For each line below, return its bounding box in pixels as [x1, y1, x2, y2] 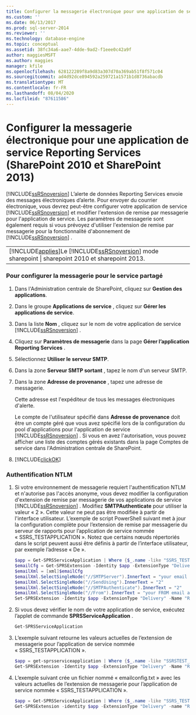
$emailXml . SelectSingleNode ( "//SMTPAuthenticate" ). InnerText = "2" [14, 584, 183, 591]
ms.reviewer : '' [6, 30, 45, 36]
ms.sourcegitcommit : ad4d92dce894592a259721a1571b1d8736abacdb [6, 74, 163, 80]
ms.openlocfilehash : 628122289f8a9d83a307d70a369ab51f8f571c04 [6, 69, 163, 74]
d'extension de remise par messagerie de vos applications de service [14, 496, 182, 503]
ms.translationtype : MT [6, 80, 64, 86]
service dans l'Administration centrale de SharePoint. [14, 444, 142, 451]
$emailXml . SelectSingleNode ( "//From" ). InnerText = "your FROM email [14, 590, 185, 596]
